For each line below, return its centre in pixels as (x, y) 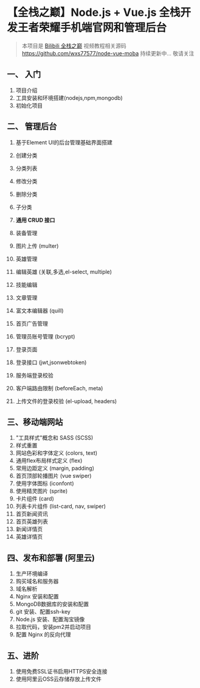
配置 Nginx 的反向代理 (43, 634)
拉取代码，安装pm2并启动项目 (53, 627)
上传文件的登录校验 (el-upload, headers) (66, 401)
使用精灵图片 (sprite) (42, 491)
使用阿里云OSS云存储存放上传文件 (59, 679)
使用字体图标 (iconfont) (45, 483)
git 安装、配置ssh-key (43, 612)
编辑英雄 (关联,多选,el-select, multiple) (64, 272)
